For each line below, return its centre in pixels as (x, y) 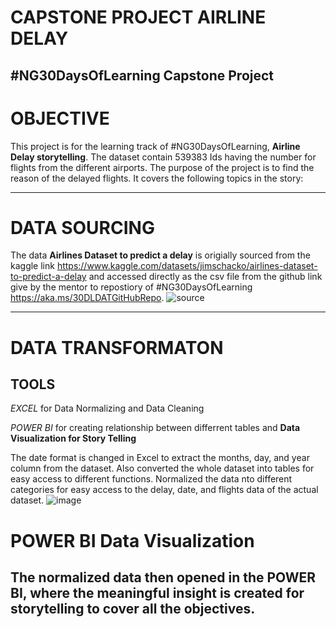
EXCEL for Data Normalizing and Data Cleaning (107, 408)
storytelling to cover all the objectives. (133, 609)
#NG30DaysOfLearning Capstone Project (142, 75)
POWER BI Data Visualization (132, 540)
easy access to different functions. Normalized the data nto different (151, 479)
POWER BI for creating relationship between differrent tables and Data (155, 428)
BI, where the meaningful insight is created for (157, 593)
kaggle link (32, 266)
